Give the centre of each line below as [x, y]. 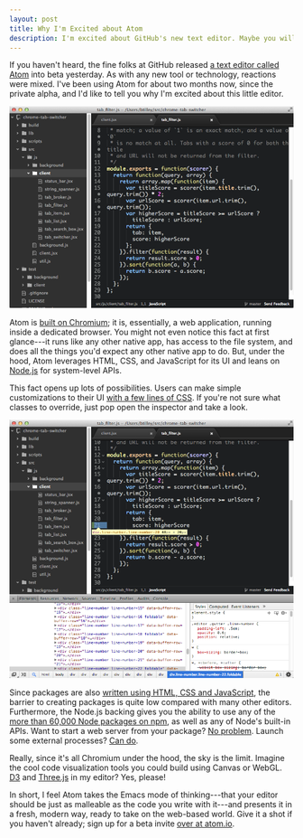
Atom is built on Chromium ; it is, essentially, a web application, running [141, 322]
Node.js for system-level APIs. [65, 370]
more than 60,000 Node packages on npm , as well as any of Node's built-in [150, 721]
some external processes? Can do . [74, 740]
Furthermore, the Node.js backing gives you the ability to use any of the [143, 711]
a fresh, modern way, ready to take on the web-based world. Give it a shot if [151, 814]
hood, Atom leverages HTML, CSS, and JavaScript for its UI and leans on [145, 361]
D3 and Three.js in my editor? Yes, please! [88, 777]
